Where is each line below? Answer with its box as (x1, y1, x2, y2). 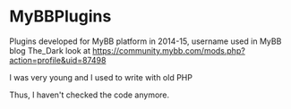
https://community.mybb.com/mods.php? (92, 45, 246, 55)
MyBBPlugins (9, 6, 112, 27)
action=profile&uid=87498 (9, 54, 107, 65)
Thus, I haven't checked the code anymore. (9, 89, 170, 100)
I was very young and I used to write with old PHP (9, 71, 193, 82)
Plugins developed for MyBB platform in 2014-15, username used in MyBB (9, 36, 282, 46)
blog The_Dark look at (9, 45, 91, 55)
